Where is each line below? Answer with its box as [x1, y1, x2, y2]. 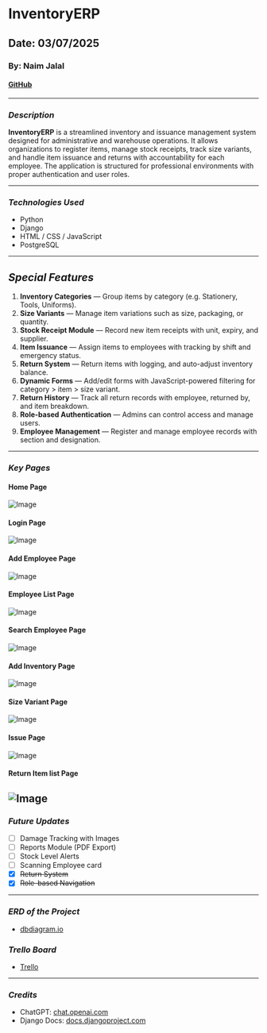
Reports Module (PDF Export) [19, 842, 117, 852]
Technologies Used [8, 196, 85, 207]
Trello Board [8, 944, 57, 955]
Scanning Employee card [19, 861, 102, 870]
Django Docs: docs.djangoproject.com [19, 1016, 146, 1025]
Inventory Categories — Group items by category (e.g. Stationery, [19, 291, 238, 302]
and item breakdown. [19, 402, 90, 411]
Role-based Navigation [19, 878, 95, 888]
